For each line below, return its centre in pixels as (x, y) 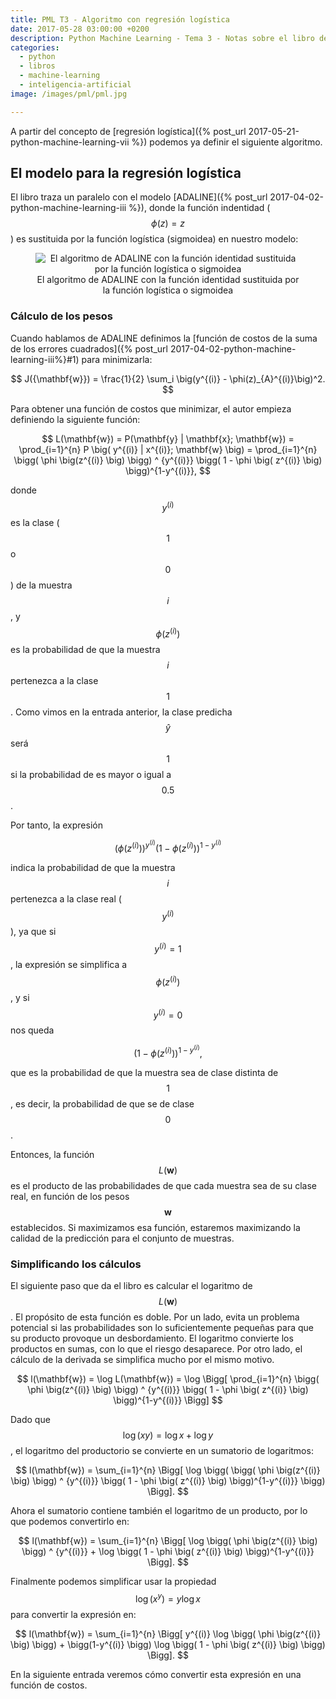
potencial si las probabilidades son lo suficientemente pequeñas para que (162, 1328)
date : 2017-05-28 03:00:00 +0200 (80, 29)
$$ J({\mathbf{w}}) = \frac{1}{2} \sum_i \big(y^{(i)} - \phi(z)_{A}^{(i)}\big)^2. (168, 378)
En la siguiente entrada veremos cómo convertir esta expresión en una (156, 1674)
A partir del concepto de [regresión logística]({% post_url (128, 131)
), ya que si (33, 932)
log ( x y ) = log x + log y (168, 1435)
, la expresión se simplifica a (69, 964)
